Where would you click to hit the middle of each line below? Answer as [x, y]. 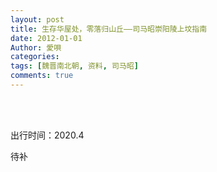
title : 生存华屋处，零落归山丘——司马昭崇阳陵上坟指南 [109, 29]
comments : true [42, 76]
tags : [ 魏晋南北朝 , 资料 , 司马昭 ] [74, 66]
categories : [35, 57]
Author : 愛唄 [36, 47]
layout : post [37, 19]
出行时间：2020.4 [47, 135]
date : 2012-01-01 [46, 38]
